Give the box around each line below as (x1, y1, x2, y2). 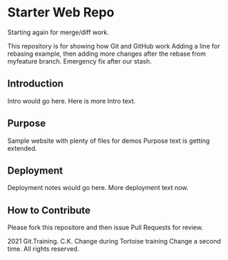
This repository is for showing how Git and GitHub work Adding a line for (7, 41, 221, 50)
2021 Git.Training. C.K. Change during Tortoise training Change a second (7, 237, 222, 246)
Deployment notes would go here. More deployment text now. (7, 184, 189, 192)
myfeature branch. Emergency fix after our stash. (7, 56, 152, 65)
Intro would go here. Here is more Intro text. (7, 96, 136, 105)
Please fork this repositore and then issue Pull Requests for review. (7, 223, 204, 232)
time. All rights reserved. (7, 244, 80, 254)
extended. (7, 144, 37, 152)
